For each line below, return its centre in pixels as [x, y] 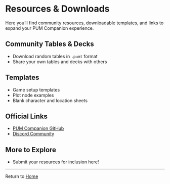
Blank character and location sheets [50, 100]
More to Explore [31, 150]
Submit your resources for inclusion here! [56, 162]
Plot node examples [33, 95]
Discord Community [33, 134]
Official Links [27, 116]
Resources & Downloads [57, 9]
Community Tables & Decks [50, 44]
